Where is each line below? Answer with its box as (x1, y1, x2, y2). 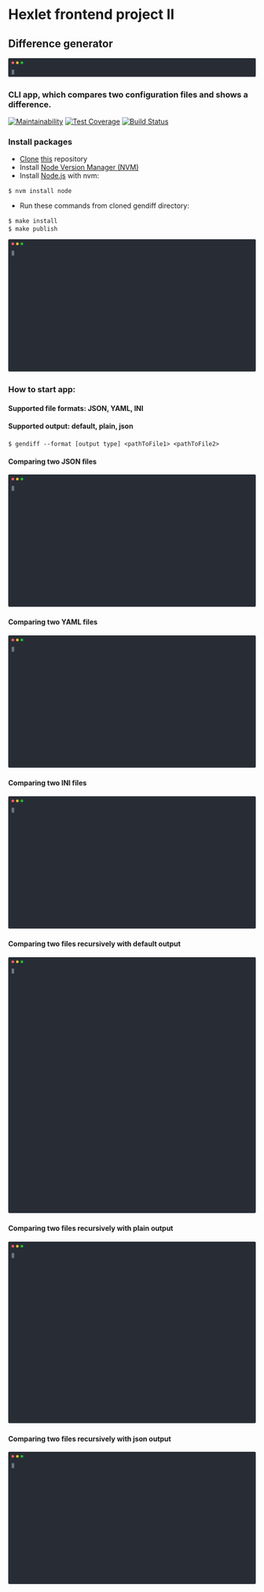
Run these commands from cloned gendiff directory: (19, 201, 190, 210)
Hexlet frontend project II (8, 6, 175, 24)
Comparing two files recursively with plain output (8, 1224, 174, 1233)
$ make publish (8, 225, 58, 233)
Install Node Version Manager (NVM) (19, 163, 139, 172)
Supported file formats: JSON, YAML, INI (8, 403, 144, 413)
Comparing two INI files (8, 778, 87, 788)
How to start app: (8, 384, 76, 395)
